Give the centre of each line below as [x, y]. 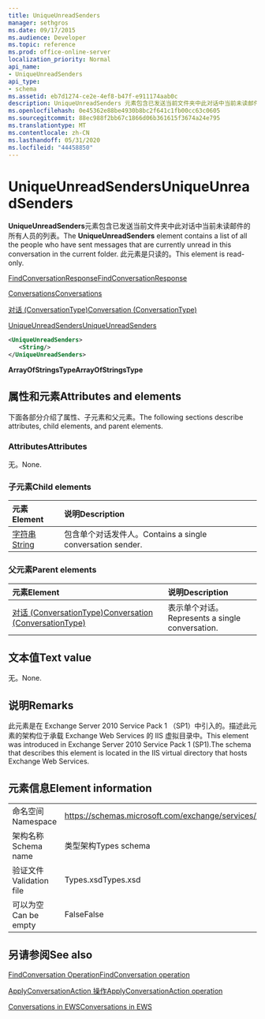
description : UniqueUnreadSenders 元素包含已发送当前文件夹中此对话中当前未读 [128, 103]
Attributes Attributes [48, 446]
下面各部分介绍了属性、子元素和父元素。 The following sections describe [126, 417]
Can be [26, 916]
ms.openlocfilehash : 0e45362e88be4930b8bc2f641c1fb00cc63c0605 [114, 111]
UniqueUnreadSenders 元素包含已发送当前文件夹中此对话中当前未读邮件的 [129, 226]
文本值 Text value [50, 658]
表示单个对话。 [195, 607]
